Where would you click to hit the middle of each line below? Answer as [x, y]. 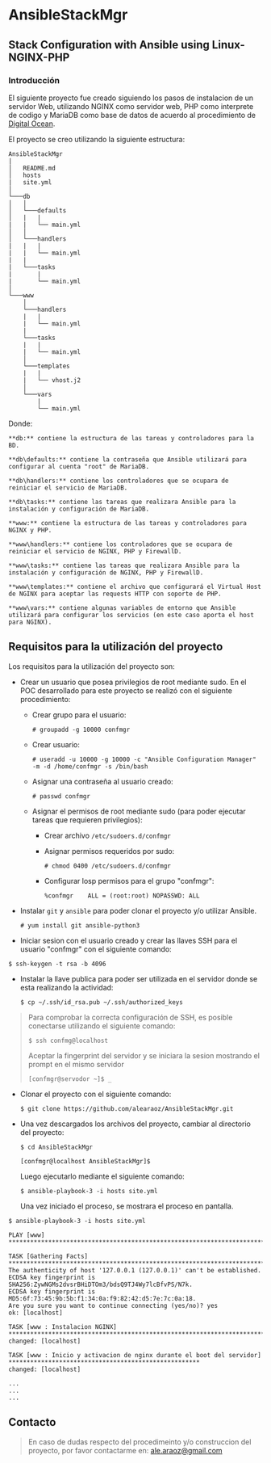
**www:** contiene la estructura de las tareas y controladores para [128, 523]
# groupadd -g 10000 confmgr [81, 729]
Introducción [34, 80]
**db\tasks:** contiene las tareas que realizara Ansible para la [122, 502]
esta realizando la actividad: [67, 987]
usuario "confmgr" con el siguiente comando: [96, 949]
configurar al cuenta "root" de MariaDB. [79, 466]
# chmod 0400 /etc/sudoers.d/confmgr [107, 866]
